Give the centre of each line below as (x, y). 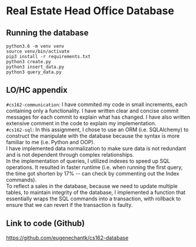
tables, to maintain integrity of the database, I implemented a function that (96, 192)
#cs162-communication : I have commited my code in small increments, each (97, 104)
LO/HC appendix (37, 90)
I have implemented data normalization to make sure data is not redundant (96, 148)
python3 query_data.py (34, 72)
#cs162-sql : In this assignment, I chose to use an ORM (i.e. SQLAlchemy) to (97, 129)
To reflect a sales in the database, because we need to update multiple (92, 186)
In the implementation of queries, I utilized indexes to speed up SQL (88, 161)
